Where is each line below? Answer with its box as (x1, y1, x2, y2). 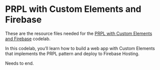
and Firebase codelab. (5, 36, 51, 42)
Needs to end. (5, 60, 34, 66)
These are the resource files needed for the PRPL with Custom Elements (5, 30, 152, 36)
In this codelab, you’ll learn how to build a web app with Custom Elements (5, 45, 155, 51)
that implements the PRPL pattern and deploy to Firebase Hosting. (5, 51, 140, 57)
